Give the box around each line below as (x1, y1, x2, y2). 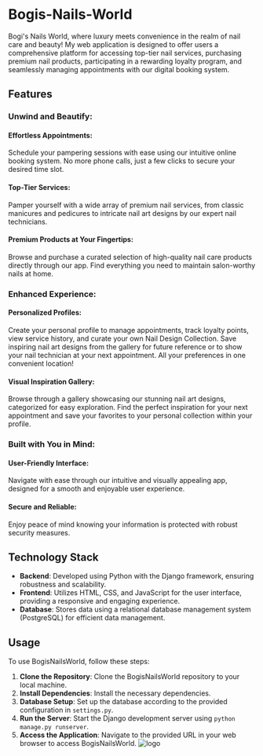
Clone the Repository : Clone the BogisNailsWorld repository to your (19, 672, 240, 681)
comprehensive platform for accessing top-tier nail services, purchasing (8, 48, 242, 57)
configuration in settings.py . (19, 705, 114, 715)
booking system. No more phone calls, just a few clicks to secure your (8, 156, 236, 166)
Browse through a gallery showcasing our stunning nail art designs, (8, 394, 226, 404)
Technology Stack (8, 550, 99, 564)
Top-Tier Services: (8, 183, 71, 192)
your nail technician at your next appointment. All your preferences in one (8, 350, 246, 360)
